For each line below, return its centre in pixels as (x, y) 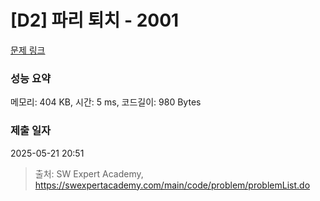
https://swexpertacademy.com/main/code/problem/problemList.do (172, 185)
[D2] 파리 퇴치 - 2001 (95, 20)
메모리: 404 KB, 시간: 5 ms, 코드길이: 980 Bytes (106, 102)
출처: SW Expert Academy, (89, 173)
